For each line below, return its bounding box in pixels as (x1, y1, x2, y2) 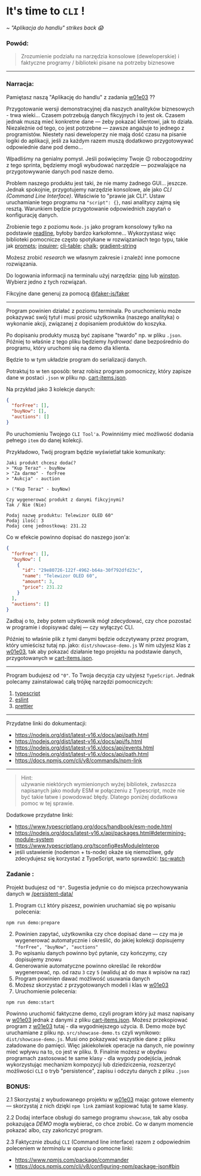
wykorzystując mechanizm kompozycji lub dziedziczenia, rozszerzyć (6, 1061, 176, 1068)
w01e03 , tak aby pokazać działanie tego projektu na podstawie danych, (6, 648, 182, 655)
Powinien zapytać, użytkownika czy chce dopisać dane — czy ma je (14, 930, 184, 938)
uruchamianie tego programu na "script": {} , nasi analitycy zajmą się (6, 198, 181, 205)
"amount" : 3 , (22, 578, 55, 585)
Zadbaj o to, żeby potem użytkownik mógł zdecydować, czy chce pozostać (6, 617, 192, 625)
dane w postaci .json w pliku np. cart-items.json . (6, 374, 127, 381)
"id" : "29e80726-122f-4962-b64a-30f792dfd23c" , (22, 568, 144, 574)
